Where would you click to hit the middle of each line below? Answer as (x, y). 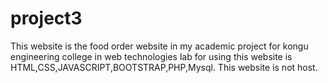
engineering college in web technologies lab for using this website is (151, 56)
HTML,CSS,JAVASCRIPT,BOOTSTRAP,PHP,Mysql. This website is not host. (164, 67)
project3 (46, 18)
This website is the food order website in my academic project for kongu (159, 46)
